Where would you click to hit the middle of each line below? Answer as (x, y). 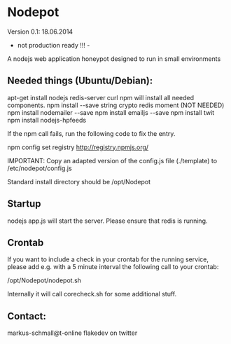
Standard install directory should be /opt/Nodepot (79, 181)
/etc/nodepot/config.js (40, 168)
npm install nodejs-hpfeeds (47, 120)
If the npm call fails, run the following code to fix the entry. (91, 133)
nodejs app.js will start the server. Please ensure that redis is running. (107, 221)
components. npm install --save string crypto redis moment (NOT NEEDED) (116, 105)
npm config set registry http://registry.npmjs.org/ (78, 147)
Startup (24, 204)
